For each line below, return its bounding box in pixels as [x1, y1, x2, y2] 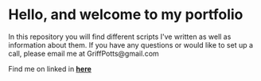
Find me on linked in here [8, 64, 92, 73]
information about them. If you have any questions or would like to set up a [8, 40, 253, 49]
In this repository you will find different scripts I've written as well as [8, 32, 232, 41]
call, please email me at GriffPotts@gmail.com [8, 48, 159, 58]
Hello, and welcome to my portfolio [8, 6, 243, 24]
